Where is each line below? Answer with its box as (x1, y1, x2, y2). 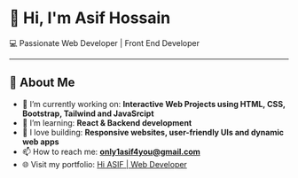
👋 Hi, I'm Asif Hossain (9, 8, 171, 28)
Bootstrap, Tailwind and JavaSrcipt (21, 108, 154, 119)
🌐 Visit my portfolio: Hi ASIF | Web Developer (21, 159, 188, 169)
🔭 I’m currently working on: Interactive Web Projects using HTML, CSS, (21, 98, 286, 109)
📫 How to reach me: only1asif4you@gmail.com (21, 146, 201, 157)
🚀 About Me (9, 75, 75, 90)
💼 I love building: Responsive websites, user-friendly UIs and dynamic (21, 127, 284, 137)
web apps (21, 136, 59, 147)
